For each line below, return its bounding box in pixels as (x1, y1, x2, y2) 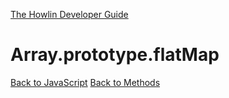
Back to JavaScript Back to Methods (10, 76, 161, 88)
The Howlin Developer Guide (10, 9, 129, 20)
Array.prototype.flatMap (10, 44, 220, 66)
